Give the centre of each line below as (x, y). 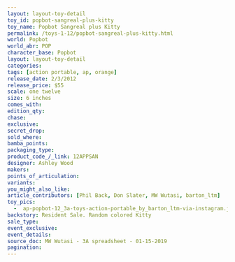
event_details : (29, 235)
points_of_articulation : (43, 176)
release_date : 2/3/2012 (42, 79)
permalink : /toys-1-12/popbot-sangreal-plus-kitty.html (90, 33)
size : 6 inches (29, 99)
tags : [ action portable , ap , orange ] (62, 72)
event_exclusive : (33, 228)
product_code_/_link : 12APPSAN (53, 157)
